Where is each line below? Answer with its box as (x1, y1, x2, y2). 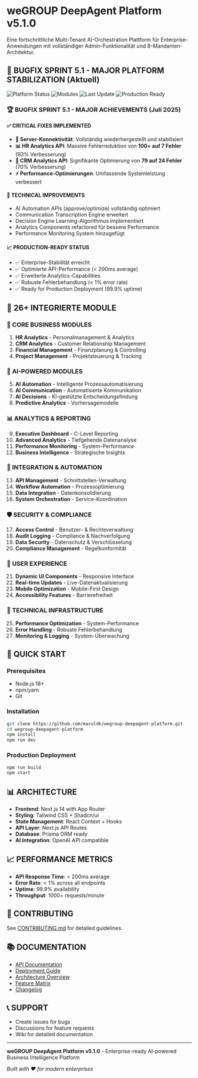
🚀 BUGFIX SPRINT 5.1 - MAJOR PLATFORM (6, 66, 165, 76)
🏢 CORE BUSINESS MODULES (6, 321, 92, 329)
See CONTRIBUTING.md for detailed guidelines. (6, 925, 123, 932)
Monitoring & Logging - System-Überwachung (15, 632, 130, 639)
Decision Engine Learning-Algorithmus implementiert (15, 218, 144, 225)
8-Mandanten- (147, 42, 183, 49)
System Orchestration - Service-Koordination (15, 495, 127, 502)
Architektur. (6, 48, 35, 55)
